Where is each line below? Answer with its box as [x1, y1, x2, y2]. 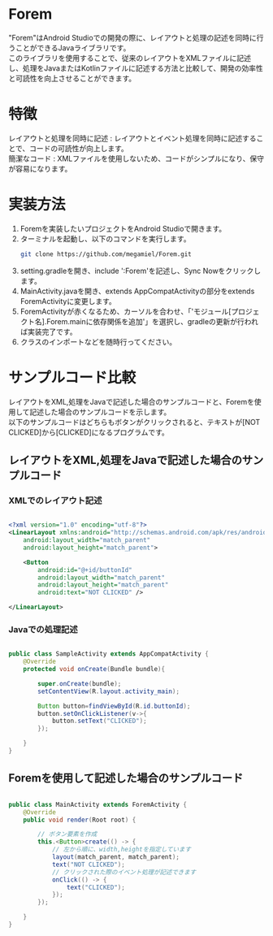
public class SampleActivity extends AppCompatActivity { [8, 650, 209, 658]
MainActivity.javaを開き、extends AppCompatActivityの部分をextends [19, 286, 255, 296]
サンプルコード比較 [8, 368, 136, 387]
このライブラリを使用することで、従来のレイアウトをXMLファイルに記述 [8, 53, 252, 63]
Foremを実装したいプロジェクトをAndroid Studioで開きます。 [19, 223, 226, 233]
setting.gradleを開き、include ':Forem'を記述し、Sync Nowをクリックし [19, 266, 262, 275]
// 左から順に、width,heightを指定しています [51, 846, 192, 854]
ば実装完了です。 [19, 327, 77, 336]
